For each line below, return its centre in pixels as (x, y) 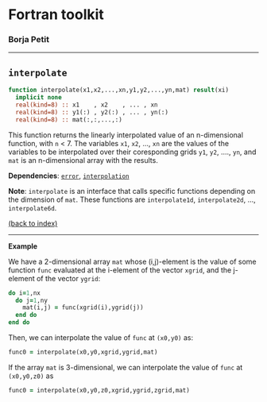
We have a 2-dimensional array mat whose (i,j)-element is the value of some (132, 261)
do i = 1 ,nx (25, 293)
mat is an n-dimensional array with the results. (83, 160)
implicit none (39, 98)
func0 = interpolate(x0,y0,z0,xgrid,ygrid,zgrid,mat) (99, 390)
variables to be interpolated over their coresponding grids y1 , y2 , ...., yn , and (132, 152)
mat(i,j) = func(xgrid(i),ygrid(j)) (83, 307)
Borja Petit (29, 40)
